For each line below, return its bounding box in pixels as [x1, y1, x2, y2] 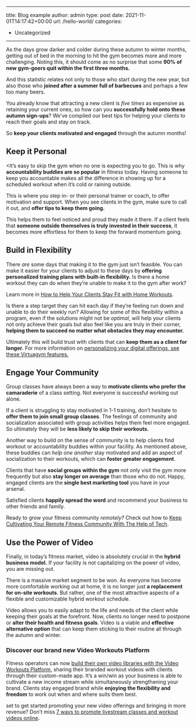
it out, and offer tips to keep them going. [6, 204, 105, 211]
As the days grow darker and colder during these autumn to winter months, [6, 46, 187, 53]
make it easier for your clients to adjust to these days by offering [6, 267, 162, 274]
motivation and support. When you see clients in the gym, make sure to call [6, 198, 187, 205]
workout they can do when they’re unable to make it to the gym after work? [6, 279, 187, 287]
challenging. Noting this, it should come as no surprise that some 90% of [6, 58, 182, 65]
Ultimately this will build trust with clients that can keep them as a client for [6, 338, 187, 345]
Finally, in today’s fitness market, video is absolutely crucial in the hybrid [6, 553, 181, 560]
